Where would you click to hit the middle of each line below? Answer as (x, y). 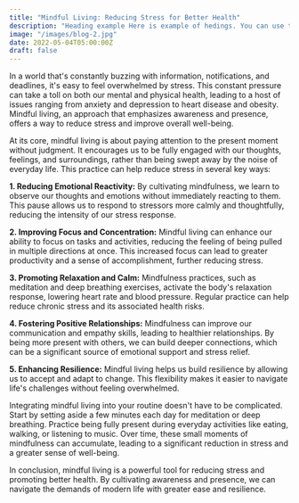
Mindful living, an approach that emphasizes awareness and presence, (139, 114)
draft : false (33, 51)
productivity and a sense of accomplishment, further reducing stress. (137, 260)
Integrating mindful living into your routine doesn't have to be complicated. (146, 406)
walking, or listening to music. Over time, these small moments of (129, 434)
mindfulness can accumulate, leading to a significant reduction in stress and (149, 443)
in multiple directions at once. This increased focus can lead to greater (139, 251)
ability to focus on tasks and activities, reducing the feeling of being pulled (146, 242)
